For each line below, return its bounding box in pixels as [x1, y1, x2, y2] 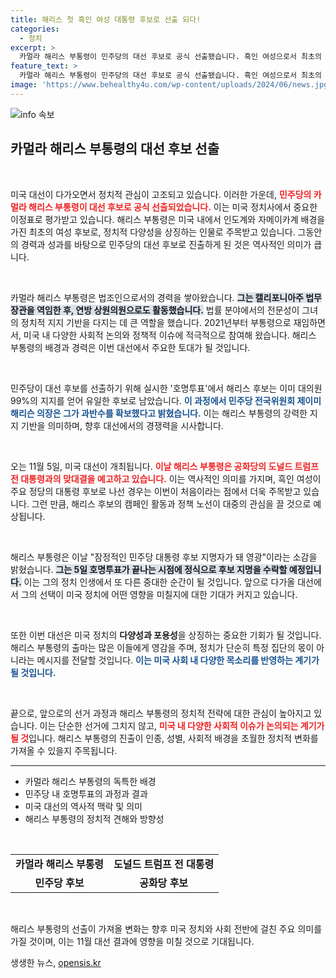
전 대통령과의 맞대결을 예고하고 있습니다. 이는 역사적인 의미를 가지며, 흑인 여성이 [10, 472, 322, 485]
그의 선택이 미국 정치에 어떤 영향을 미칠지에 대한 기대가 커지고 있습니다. [20, 588, 298, 600]
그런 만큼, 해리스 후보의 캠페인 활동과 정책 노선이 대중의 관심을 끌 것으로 [31, 497, 312, 510]
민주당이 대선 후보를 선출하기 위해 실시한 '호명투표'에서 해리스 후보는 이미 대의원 [10, 382, 323, 394]
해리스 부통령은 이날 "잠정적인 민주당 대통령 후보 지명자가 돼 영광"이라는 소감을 [10, 551, 318, 563]
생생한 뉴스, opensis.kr [10, 956, 102, 968]
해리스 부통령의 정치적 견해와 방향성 [24, 812, 165, 825]
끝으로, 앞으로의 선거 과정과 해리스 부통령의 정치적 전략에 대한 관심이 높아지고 [10, 707, 312, 719]
